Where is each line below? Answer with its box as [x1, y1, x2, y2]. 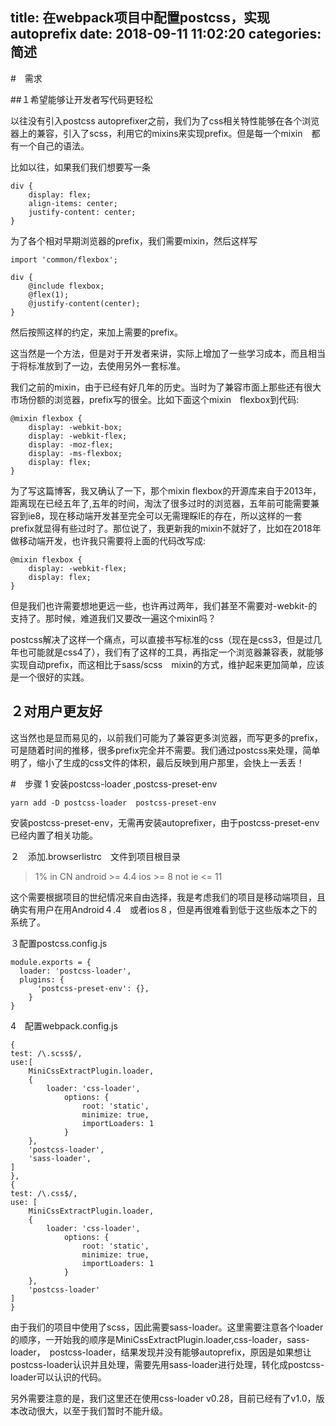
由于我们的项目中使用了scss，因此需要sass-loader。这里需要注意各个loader [10, 1321, 324, 1333]
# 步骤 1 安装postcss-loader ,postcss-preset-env [10, 778, 218, 790]
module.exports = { [10, 957, 92, 967]
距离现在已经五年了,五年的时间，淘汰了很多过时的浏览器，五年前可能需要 [10, 497, 312, 509]
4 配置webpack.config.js [10, 1019, 118, 1032]
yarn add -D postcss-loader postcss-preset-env [10, 798, 217, 808]
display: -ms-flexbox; [28, 448, 123, 458]
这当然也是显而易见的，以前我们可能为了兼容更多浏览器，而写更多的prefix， [10, 731, 323, 743]
